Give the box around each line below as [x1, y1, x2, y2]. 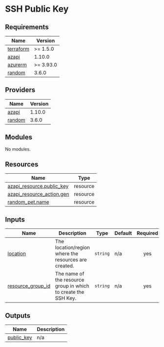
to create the [55, 289, 84, 296]
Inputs [5, 215, 25, 224]
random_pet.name [7, 199, 50, 205]
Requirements [5, 23, 49, 31]
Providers [5, 86, 36, 94]
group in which [55, 283, 89, 289]
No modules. [5, 146, 31, 152]
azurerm [7, 61, 27, 68]
